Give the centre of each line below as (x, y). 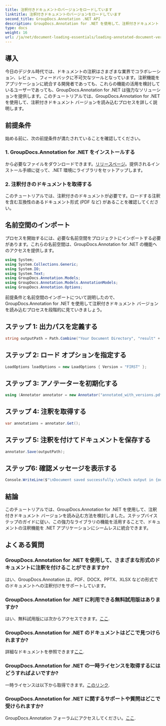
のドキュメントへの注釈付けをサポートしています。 (57, 585)
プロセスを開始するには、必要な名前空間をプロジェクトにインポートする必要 (83, 238)
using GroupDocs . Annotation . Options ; (44, 287)
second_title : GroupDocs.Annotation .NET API (53, 19)
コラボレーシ (148, 71)
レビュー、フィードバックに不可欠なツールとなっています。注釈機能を (89, 78)
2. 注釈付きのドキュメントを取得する (49, 184)
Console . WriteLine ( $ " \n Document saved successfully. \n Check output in (79, 480)
